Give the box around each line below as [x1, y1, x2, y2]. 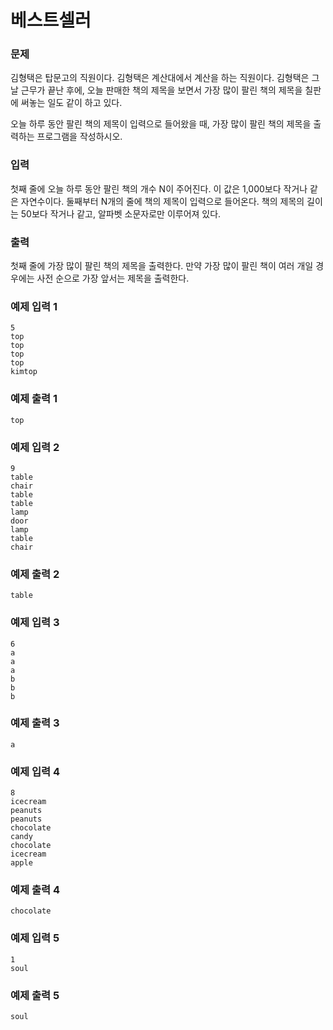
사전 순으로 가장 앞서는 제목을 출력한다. [36, 272, 190, 285]
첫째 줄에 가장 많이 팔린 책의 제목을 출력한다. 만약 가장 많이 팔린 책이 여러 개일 [10, 260, 314, 272]
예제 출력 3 [10, 716, 60, 730]
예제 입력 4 [10, 764, 61, 778]
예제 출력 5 [10, 988, 60, 1002]
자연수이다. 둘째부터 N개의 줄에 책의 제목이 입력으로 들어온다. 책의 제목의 [20, 195, 305, 207]
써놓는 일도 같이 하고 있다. [20, 97, 123, 109]
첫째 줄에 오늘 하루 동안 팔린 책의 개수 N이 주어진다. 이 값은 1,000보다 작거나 [10, 182, 308, 195]
